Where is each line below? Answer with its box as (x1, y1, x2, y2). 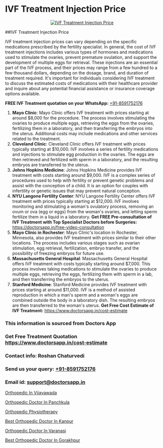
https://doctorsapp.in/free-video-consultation (12, 224, 104, 230)
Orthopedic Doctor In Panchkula (5, 399, 70, 405)
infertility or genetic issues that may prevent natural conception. (12, 188, 141, 194)
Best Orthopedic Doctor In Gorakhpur (5, 437, 81, 443)
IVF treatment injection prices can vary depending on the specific (5, 38, 137, 45)
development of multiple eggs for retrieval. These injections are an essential (5, 59, 158, 65)
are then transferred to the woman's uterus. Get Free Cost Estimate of (12, 302, 154, 308)
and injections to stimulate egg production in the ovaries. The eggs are (12, 151, 155, 157)
